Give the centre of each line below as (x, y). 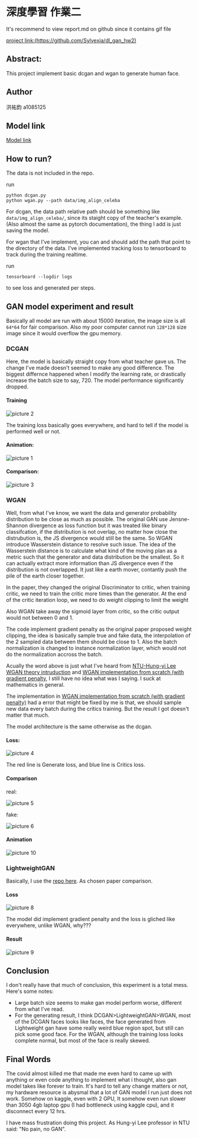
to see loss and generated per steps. (51, 288)
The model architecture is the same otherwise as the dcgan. (79, 727)
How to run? (29, 158)
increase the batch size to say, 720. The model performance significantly (95, 380)
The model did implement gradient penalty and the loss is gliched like (91, 919)
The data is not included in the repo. (50, 173)
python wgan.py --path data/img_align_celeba (63, 201)
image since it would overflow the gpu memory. (64, 333)
